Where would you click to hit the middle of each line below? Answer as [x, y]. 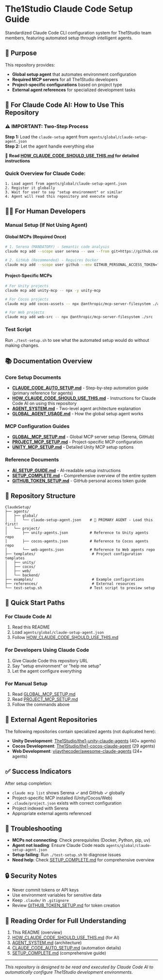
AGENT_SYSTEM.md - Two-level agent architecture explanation [76, 408]
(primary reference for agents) [42, 393]
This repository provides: [30, 65]
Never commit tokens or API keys [45, 890]
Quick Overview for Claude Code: [45, 173]
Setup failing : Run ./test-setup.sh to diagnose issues [66, 855]
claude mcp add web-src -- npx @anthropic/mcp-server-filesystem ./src [79, 317]
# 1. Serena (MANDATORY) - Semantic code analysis [57, 247]
